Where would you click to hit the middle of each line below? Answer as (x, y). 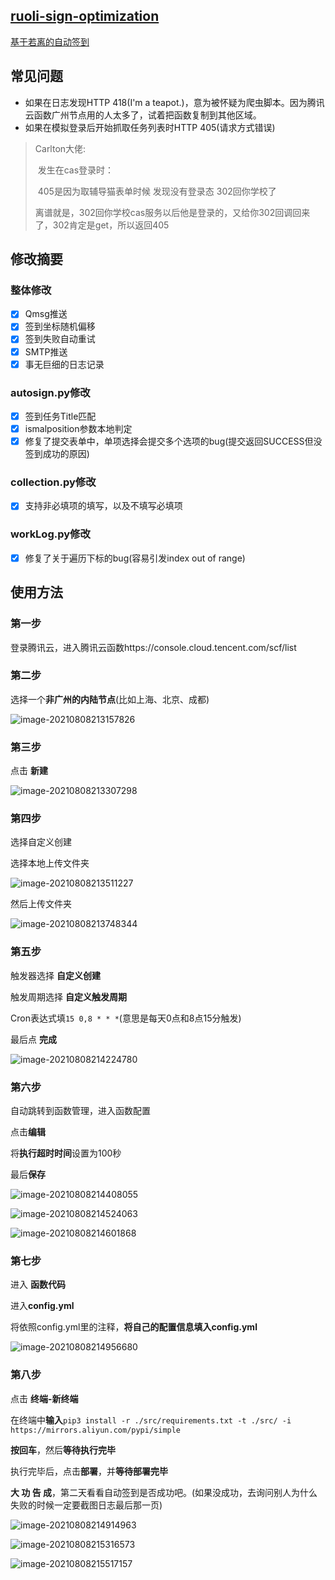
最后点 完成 (33, 1039)
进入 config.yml (42, 1306)
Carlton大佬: (60, 148)
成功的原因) (66, 454)
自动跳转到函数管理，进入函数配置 (80, 1110)
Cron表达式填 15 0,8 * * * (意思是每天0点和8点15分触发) (126, 1018)
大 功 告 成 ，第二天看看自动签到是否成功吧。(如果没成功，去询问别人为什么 (164, 1492)
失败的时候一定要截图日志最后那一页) (86, 1505)
